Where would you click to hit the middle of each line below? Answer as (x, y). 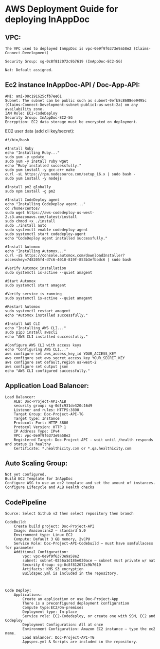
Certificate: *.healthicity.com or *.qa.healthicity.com (73, 448)
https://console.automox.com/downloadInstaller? (75, 255)
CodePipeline (26, 502)
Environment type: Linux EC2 (43, 535)
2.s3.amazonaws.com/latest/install (41, 217)
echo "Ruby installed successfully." (43, 165)
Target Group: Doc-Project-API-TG (49, 414)
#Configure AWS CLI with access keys (43, 345)
